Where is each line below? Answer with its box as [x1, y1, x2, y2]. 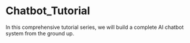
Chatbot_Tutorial [5, 4, 90, 18]
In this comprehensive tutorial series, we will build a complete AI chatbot [5, 24, 184, 31]
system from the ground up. [5, 29, 75, 37]
